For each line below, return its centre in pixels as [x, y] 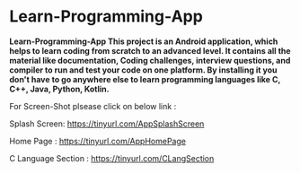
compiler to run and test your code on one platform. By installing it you [143, 70]
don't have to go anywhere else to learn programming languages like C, [145, 79]
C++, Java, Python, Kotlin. [59, 89]
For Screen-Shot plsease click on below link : [93, 106]
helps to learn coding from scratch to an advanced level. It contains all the [150, 50]
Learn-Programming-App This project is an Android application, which [144, 41]
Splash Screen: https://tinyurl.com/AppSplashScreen [107, 124]
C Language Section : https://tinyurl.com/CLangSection [112, 158]
